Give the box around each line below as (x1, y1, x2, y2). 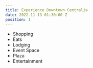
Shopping (12, 31, 33, 37)
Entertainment (12, 58, 43, 64)
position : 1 (5, 17, 31, 22)
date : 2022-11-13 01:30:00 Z (5, 12, 67, 17)
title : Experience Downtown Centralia (5, 7, 88, 13)
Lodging (12, 42, 31, 48)
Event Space (12, 47, 40, 54)
